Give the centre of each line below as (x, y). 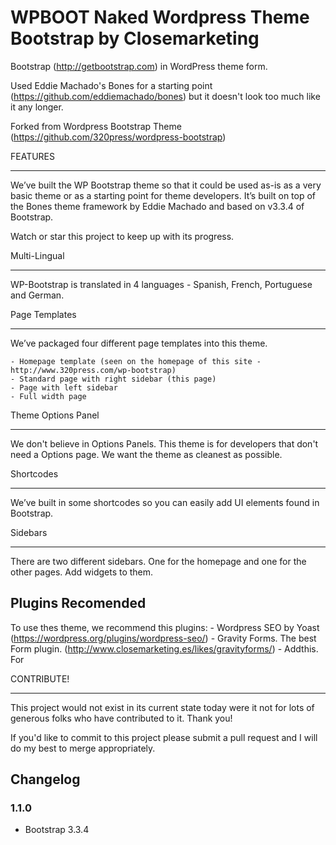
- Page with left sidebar (64, 387)
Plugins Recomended (78, 603)
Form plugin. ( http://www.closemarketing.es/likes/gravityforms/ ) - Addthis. (164, 648)
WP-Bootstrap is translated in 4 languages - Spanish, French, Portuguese (161, 284)
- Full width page (48, 396)
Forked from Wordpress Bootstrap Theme (96, 126)
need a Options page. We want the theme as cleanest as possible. (146, 454)
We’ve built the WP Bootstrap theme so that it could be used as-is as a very (166, 185)
